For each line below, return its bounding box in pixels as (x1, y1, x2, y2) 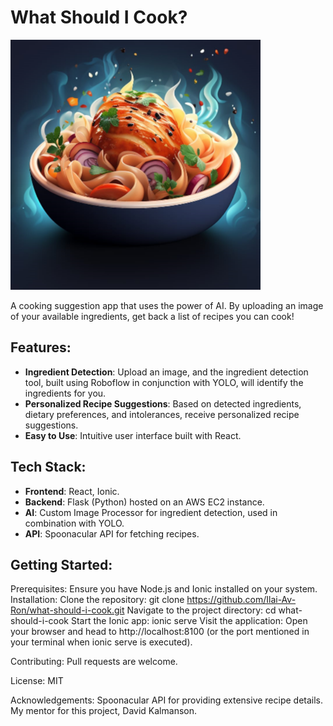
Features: (10, 339, 72, 356)
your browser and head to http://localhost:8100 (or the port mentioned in (10, 626, 310, 638)
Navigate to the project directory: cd (126, 604, 277, 616)
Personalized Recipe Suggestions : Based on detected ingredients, (24, 397, 302, 410)
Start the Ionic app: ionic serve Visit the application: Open (70, 615, 308, 627)
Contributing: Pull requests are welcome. (10, 656, 178, 668)
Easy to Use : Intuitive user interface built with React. (24, 429, 242, 441)
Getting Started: (10, 556, 113, 573)
